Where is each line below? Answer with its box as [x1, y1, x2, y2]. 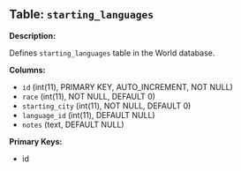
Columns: [9, 64, 46, 75]
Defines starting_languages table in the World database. [9, 48, 215, 58]
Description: [9, 30, 56, 41]
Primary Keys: [9, 136, 63, 146]
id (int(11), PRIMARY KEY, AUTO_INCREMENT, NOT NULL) [21, 81, 234, 92]
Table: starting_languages [9, 7, 154, 22]
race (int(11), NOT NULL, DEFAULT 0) [21, 91, 156, 101]
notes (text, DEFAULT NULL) [21, 119, 125, 130]
